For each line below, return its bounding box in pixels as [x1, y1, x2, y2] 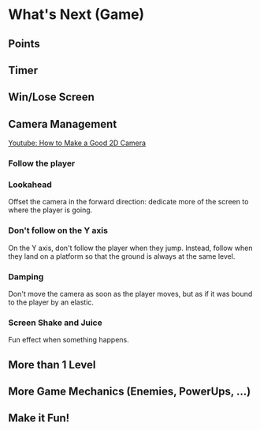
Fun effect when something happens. [8, 335, 130, 345]
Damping [8, 271, 44, 282]
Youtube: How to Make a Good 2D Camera [8, 138, 147, 148]
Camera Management [8, 117, 117, 131]
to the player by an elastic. [8, 297, 95, 307]
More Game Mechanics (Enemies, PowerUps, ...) [8, 385, 251, 398]
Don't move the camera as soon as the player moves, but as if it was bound [8, 289, 253, 298]
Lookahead [8, 179, 53, 190]
